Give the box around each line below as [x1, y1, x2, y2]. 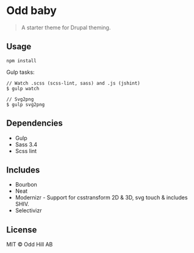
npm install [6, 57, 37, 64]
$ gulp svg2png [6, 101, 45, 107]
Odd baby [6, 4, 57, 18]
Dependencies [6, 118, 63, 129]
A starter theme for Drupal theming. [21, 24, 111, 31]
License [6, 224, 37, 235]
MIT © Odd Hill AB [6, 241, 53, 248]
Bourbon [15, 181, 38, 188]
